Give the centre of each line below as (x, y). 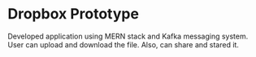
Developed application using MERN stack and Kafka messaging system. (128, 36)
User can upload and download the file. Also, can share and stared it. (123, 44)
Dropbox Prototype (74, 14)
